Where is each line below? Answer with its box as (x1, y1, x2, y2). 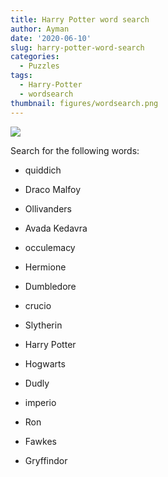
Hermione (24, 261, 67, 273)
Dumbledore (24, 280, 77, 292)
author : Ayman (10, 24, 70, 34)
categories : (10, 52, 60, 62)
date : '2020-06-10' (10, 33, 92, 43)
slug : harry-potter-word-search (10, 42, 145, 53)
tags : (10, 71, 33, 81)
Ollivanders (24, 202, 73, 215)
